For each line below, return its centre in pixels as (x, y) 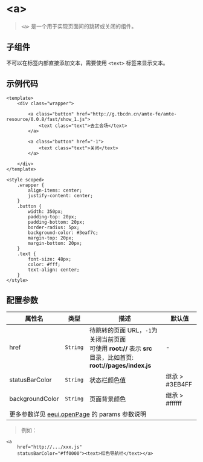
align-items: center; (55, 190)
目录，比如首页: (112, 357)
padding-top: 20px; (53, 216)
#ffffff (174, 403)
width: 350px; (46, 211)
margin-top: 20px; (51, 238)
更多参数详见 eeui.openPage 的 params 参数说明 (78, 414)
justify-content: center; (61, 195)
